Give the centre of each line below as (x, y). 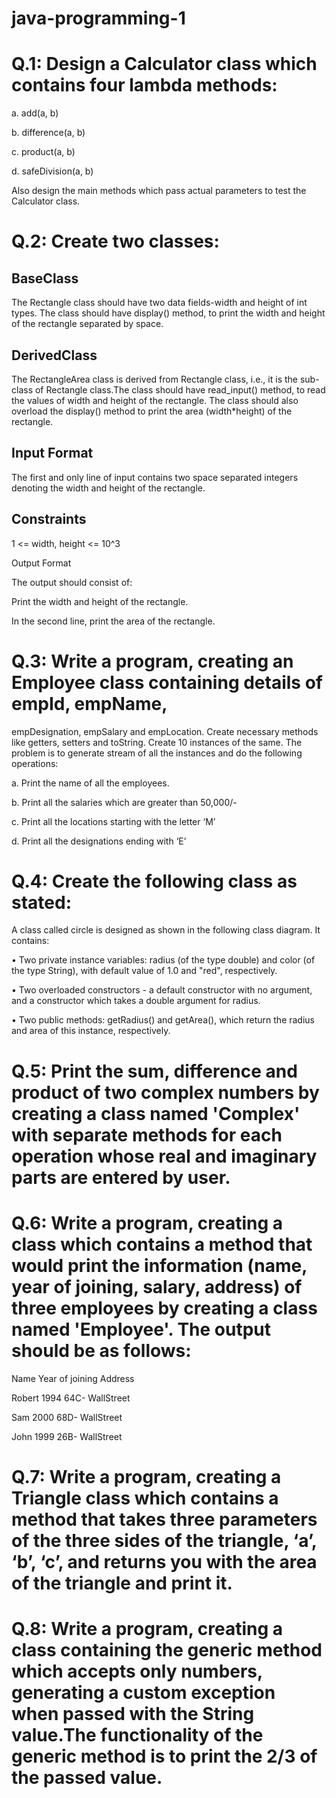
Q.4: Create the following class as (154, 881)
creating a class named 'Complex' (156, 1113)
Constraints (49, 519)
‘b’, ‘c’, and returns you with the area (164, 1561)
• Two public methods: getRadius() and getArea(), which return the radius (163, 1020)
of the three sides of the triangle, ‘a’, (164, 1540)
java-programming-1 (98, 18)
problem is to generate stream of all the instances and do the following (157, 753)
